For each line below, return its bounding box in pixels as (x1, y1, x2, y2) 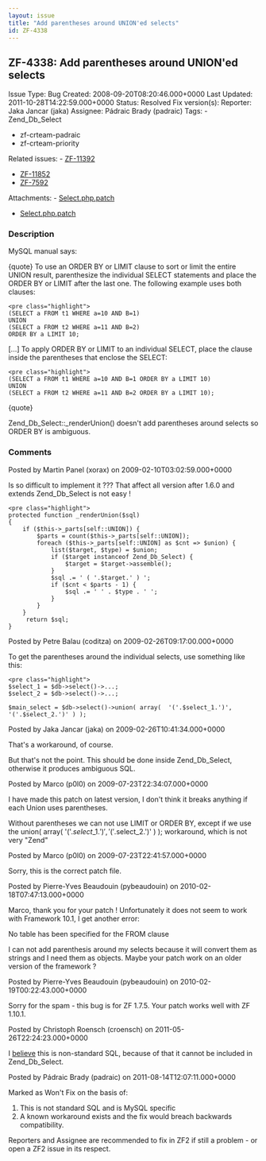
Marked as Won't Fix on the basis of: (8, 1087, 129, 1097)
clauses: (8, 287, 36, 297)
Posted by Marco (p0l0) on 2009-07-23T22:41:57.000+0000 (8, 850, 206, 860)
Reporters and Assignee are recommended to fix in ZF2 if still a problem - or (8, 1135, 258, 1145)
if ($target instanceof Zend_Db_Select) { (50, 553, 194, 561)
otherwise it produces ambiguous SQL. (8, 763, 136, 773)
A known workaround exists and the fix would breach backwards (19, 1111, 233, 1121)
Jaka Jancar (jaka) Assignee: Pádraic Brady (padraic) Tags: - (8, 107, 208, 116)
